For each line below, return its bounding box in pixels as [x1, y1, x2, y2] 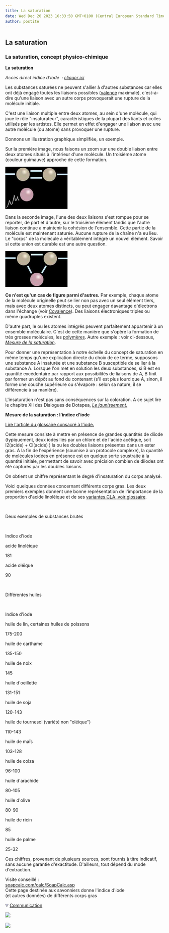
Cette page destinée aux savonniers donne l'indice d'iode [5, 887, 125, 894]
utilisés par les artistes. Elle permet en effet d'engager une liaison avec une [5, 121, 161, 127]
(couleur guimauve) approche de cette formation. [5, 157, 108, 163]
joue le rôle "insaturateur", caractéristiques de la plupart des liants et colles [5, 116, 161, 122]
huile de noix [5, 660, 32, 666]
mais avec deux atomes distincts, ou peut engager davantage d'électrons [5, 303, 157, 309]
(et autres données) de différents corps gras [5, 893, 97, 899]
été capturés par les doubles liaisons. [5, 464, 83, 470]
